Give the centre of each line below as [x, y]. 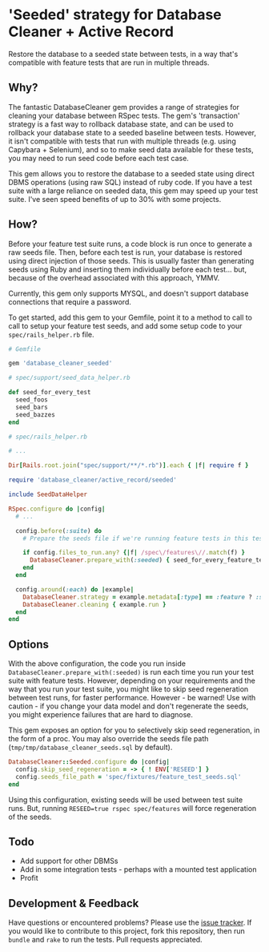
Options [29, 644]
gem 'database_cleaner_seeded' [60, 363]
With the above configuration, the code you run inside [97, 664]
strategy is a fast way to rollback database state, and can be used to [121, 124]
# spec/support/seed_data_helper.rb [69, 378]
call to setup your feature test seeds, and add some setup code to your [125, 325]
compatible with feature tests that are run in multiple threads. [109, 63]
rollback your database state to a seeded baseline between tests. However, [132, 132]
